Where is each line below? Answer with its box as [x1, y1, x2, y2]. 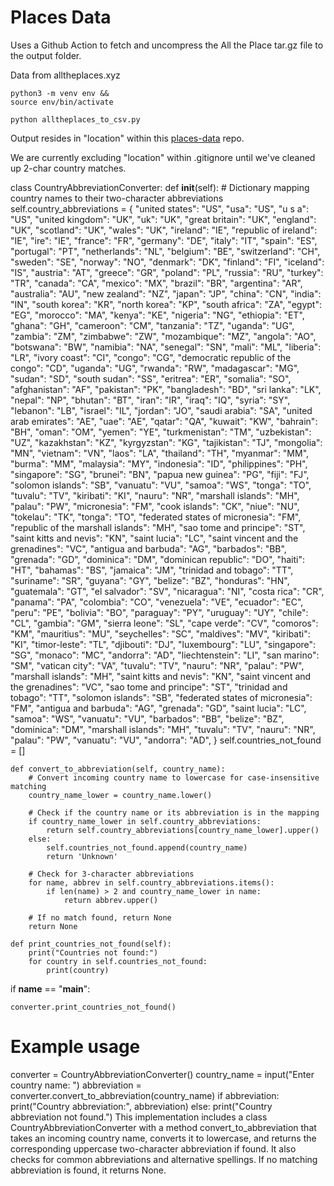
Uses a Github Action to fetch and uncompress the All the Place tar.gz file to [10, 39, 324, 51]
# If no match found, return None [28, 912, 172, 923]
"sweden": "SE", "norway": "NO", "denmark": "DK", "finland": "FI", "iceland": [10, 256, 325, 268]
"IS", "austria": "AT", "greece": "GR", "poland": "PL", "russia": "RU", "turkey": [10, 266, 324, 278]
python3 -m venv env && [10, 88, 110, 98]
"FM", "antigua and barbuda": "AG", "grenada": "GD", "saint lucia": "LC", [10, 702, 307, 714]
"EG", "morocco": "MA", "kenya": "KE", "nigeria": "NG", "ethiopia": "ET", [10, 309, 305, 321]
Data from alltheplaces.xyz [10, 69, 121, 81]
